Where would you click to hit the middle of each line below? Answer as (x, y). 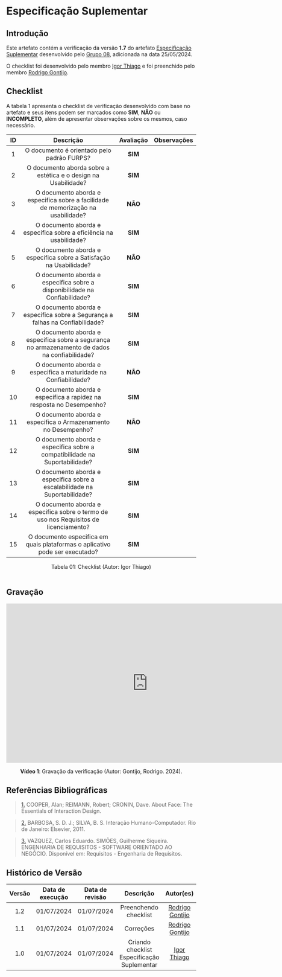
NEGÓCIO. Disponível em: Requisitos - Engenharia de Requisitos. (102, 854)
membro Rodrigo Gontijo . (38, 72)
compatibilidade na (68, 454)
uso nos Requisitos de (68, 519)
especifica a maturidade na (68, 372)
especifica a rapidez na (68, 397)
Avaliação (133, 140)
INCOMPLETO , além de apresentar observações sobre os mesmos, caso (97, 118)
